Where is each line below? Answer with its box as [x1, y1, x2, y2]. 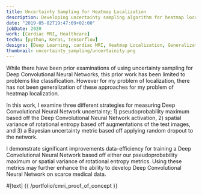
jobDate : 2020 [6, 25, 42, 32]
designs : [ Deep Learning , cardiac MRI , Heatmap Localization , [6, 43, 165, 49]
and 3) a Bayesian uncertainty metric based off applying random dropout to [6, 127, 194, 134]
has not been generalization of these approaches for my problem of [6, 83, 174, 91]
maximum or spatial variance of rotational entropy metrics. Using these [6, 157, 182, 165]
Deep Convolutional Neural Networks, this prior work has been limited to [6, 70, 186, 78]
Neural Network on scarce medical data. [6, 170, 106, 178]
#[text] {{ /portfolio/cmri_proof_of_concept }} [6, 182, 118, 189]
